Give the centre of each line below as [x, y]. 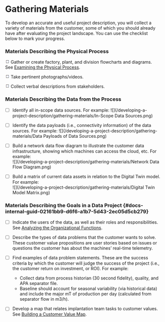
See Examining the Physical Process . [43, 67]
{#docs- [133, 205]
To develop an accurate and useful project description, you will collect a [78, 23]
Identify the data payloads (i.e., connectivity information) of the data [82, 125]
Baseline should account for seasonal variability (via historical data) [88, 289]
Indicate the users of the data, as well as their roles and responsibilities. [85, 222]
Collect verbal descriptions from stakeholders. [58, 86]
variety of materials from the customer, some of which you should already [80, 28]
